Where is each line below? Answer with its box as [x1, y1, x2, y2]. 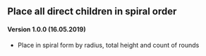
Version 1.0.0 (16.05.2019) [7, 24, 86, 34]
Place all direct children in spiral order [7, 6, 177, 17]
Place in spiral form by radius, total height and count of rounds [17, 41, 200, 49]
